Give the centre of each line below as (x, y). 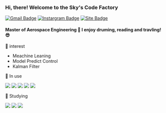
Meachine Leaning (31, 56)
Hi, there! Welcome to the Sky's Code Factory (62, 7)
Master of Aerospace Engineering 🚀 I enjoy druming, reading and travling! (83, 29)
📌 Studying (16, 96)
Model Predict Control (35, 61)
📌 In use (13, 76)
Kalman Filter (26, 66)
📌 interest (15, 46)
